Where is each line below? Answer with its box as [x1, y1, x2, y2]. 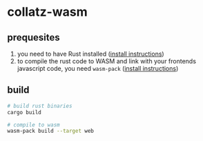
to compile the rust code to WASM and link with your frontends [17, 57, 197, 65]
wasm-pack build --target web [7, 128, 95, 135]
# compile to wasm [7, 121, 60, 128]
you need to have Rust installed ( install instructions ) [17, 50, 164, 58]
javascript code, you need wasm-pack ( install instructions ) [17, 65, 179, 72]
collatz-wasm [7, 4, 88, 20]
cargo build [7, 109, 41, 116]
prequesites [7, 32, 60, 43]
